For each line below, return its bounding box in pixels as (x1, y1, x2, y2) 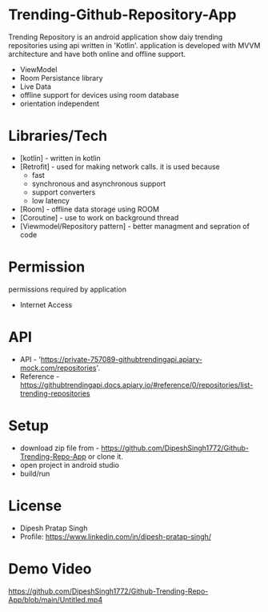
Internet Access (19, 300, 73, 309)
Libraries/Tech (8, 127, 108, 145)
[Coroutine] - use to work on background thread (19, 212, 179, 222)
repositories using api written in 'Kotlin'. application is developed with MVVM (8, 40, 261, 50)
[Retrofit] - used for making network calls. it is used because (19, 162, 220, 171)
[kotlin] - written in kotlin (19, 153, 102, 163)
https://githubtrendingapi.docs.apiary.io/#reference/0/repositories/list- (19, 380, 254, 389)
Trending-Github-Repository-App (8, 6, 237, 24)
